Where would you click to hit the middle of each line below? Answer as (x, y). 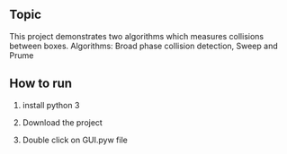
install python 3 (51, 105)
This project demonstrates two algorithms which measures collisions (136, 36)
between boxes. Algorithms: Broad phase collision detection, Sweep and (143, 46)
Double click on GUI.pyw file (75, 140)
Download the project (63, 122)
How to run (41, 84)
